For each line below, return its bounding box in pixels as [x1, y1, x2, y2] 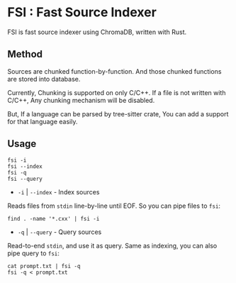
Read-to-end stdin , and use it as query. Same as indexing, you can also [7, 241, 218, 250]
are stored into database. [7, 74, 81, 83]
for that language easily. [7, 117, 78, 126]
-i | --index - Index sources [17, 187, 100, 196]
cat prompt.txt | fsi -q [7, 262, 81, 270]
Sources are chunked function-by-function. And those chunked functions [7, 67, 222, 75]
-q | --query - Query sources [17, 228, 102, 236]
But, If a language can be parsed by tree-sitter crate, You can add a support [7, 109, 229, 118]
